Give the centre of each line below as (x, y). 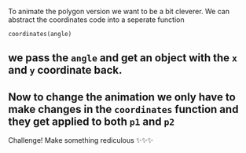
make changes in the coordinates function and (123, 109)
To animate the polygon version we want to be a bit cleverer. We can (119, 11)
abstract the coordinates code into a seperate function (96, 20)
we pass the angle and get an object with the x (123, 58)
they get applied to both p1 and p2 (92, 121)
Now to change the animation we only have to (122, 97)
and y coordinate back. (65, 70)
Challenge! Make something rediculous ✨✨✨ (81, 140)
